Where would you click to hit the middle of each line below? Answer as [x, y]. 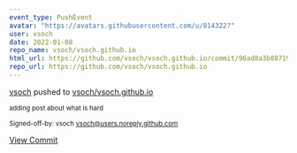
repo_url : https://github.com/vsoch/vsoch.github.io [108, 67]
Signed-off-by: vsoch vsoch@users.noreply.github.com [94, 123]
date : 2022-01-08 [41, 42]
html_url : [27, 58]
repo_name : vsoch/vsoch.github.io [73, 50]
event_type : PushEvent [51, 17]
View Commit [34, 140]
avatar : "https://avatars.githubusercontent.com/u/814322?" [122, 26]
